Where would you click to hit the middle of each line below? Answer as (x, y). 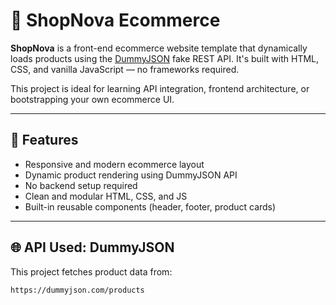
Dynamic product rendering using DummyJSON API (131, 175)
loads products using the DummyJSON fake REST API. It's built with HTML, (165, 58)
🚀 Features (44, 140)
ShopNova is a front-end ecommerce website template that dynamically (159, 48)
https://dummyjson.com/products (77, 290)
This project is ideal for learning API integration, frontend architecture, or (160, 88)
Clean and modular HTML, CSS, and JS (106, 196)
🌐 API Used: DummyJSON (92, 247)
